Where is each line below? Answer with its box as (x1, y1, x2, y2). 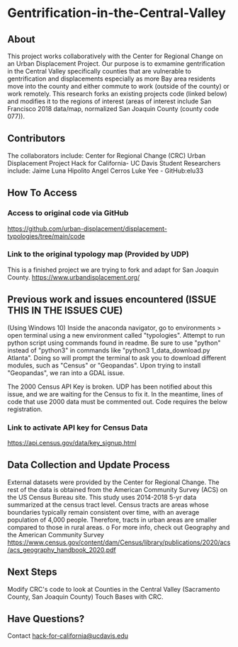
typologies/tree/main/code (7, 231, 85, 240)
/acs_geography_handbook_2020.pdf (7, 545, 116, 554)
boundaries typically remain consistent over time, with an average (7, 508, 200, 516)
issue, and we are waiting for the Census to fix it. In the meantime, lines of (7, 389, 223, 398)
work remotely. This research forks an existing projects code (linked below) (7, 90, 228, 98)
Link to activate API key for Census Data (7, 423, 148, 433)
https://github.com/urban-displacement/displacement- (7, 224, 168, 233)
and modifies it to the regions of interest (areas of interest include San (7, 97, 212, 105)
